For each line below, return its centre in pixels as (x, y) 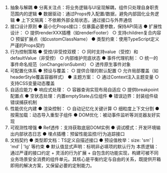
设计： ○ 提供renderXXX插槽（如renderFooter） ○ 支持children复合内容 (86, 33)
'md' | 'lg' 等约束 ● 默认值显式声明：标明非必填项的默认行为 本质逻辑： (84, 146)
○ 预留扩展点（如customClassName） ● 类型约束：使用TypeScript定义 (85, 39)
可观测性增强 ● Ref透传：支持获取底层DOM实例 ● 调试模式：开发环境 (83, 127)
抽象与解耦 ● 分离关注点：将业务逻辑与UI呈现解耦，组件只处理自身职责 (84, 7)
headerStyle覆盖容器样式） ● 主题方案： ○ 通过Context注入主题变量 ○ (85, 77)
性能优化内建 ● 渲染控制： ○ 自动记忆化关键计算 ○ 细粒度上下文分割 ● (85, 109)
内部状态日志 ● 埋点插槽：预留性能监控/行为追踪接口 (70, 134)
